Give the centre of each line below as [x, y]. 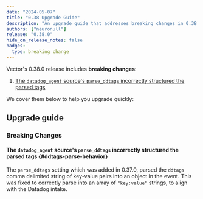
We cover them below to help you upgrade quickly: [70, 99]
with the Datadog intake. [37, 189]
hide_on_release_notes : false [45, 40]
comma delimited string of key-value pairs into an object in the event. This [99, 176]
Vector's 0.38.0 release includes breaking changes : [71, 69]
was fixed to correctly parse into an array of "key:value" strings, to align [97, 183]
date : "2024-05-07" [31, 12]
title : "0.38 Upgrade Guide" [43, 18]
